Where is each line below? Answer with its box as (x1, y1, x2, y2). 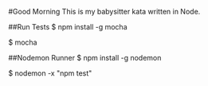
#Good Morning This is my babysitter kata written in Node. (8, 7, 201, 16)
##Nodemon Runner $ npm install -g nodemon (8, 53, 162, 62)
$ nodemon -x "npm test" (8, 68, 92, 78)
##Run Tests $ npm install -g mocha (8, 22, 128, 31)
